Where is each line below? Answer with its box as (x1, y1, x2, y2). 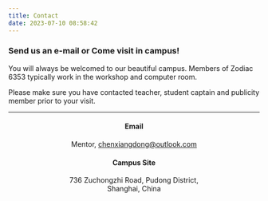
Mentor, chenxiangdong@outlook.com (71, 140, 197, 148)
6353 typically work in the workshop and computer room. (8, 72, 198, 81)
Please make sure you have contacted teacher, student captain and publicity (8, 87, 260, 97)
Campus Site (112, 157, 156, 167)
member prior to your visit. (8, 96, 96, 105)
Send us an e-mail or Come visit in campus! (8, 45, 180, 57)
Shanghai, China (107, 184, 161, 194)
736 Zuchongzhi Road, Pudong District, (69, 175, 199, 185)
